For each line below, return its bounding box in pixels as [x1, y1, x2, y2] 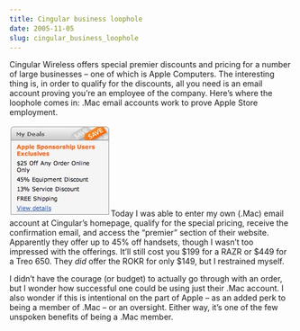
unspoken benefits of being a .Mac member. [9, 311, 174, 323]
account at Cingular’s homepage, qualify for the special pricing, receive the [9, 218, 289, 228]
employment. [9, 107, 59, 118]
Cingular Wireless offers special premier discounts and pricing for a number [9, 59, 291, 70]
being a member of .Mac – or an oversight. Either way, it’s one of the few [9, 302, 278, 313]
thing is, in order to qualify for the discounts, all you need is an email [9, 78, 263, 89]
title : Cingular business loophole [9, 14, 143, 23]
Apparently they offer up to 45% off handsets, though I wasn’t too [9, 237, 254, 247]
